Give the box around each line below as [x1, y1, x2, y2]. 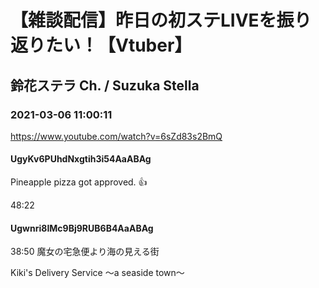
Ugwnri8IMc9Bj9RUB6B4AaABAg [10, 222, 154, 234]
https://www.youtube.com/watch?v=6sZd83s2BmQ [10, 130, 223, 142]
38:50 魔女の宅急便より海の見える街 [10, 246, 160, 258]
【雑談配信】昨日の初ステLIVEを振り [10, 9, 312, 32]
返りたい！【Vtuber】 [10, 34, 193, 57]
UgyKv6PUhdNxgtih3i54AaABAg [10, 153, 152, 165]
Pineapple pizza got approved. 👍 [10, 176, 148, 188]
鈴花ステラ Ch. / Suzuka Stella [10, 77, 200, 94]
